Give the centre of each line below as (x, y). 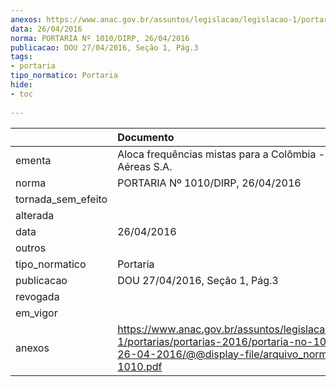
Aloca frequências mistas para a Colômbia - (221, 154)
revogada (37, 296)
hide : (21, 85)
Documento (146, 137)
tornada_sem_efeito (61, 199)
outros (31, 248)
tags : (21, 57)
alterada (35, 215)
